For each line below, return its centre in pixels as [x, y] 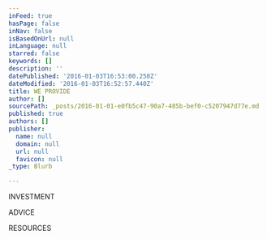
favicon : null [39, 159]
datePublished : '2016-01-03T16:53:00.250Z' [83, 76]
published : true [36, 114]
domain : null [38, 144]
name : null [34, 136]
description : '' [36, 69]
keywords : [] [30, 62]
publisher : [27, 129]
